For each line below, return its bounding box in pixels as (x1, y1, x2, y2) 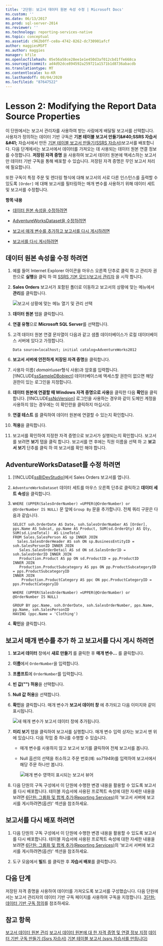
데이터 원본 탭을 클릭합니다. (12, 311, 65, 317)
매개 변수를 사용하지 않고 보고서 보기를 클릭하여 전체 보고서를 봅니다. (19, 745, 149, 751)
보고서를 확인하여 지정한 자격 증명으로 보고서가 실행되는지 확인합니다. (12, 433, 144, 439)
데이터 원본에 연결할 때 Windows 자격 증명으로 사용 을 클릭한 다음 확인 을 (12, 390, 148, 395)
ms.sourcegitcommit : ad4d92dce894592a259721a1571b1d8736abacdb (5, 61, 136, 66)
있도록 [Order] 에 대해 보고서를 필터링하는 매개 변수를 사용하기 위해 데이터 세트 (5, 181, 155, 186)
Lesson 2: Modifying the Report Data (5, 100, 157, 111)
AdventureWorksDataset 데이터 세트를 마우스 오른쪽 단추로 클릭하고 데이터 (12, 485, 153, 491)
